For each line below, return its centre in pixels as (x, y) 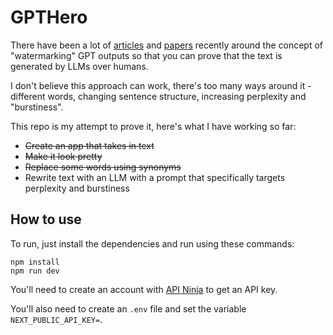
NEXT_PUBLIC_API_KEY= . (56, 319)
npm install (35, 262)
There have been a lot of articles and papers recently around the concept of (167, 45)
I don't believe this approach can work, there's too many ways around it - (161, 85)
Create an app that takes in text (89, 145)
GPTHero (49, 17)
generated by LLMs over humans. (79, 66)
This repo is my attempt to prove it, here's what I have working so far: (153, 126)
